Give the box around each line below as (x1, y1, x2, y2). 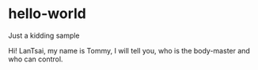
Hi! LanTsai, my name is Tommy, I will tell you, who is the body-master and (8, 46, 251, 55)
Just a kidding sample (8, 31, 81, 40)
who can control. (8, 54, 63, 64)
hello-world (8, 5, 87, 23)
